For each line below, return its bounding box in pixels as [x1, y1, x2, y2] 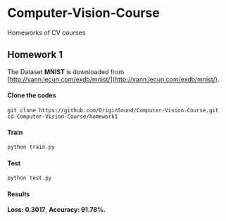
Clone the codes [7, 91, 56, 100]
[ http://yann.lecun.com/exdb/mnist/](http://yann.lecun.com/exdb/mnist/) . [7, 75, 220, 83]
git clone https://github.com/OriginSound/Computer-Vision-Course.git [7, 107, 219, 114]
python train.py [7, 143, 55, 151]
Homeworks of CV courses [7, 28, 86, 37]
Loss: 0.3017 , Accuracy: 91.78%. [7, 205, 106, 214]
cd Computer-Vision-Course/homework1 [7, 113, 118, 120]
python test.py [7, 174, 52, 181]
